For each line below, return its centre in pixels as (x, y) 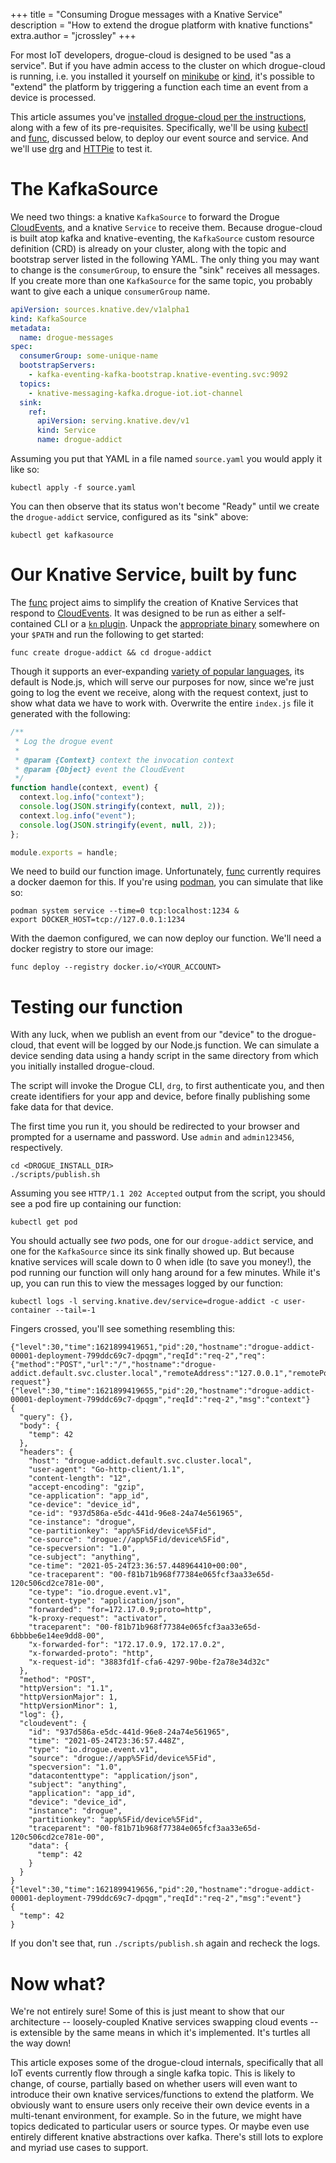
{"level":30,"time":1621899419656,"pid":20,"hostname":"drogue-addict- (162, 1890)
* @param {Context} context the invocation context (124, 760)
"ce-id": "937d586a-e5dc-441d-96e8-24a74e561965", (136, 1514)
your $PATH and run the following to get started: (107, 634)
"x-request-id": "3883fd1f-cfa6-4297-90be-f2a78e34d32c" (149, 1662)
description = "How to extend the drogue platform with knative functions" (161, 25)
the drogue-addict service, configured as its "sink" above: (129, 517)
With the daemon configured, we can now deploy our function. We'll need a (166, 938)
